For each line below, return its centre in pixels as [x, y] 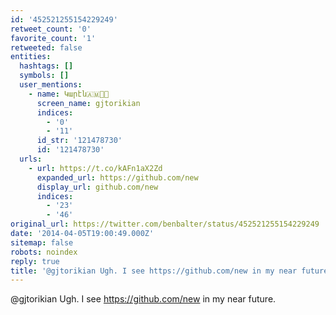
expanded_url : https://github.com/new [117, 177]
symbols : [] [44, 76]
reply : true [35, 261]
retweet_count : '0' [51, 29]
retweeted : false [46, 47]
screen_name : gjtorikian [88, 103]
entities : [31, 57]
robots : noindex [44, 252]
